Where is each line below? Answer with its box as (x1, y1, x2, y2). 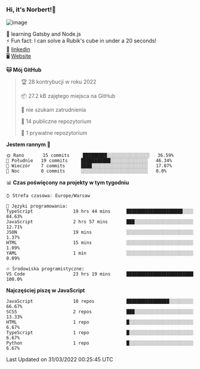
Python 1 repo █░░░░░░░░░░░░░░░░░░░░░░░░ (6, 340, 194, 346)
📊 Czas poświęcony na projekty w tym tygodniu (6, 179, 130, 186)
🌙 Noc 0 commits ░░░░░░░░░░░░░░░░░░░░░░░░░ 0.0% (6, 168, 167, 174)
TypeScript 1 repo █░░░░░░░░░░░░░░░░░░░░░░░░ (6, 330, 194, 336)
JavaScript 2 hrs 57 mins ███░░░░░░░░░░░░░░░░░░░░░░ (6, 219, 194, 225)
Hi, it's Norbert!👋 (6, 5, 57, 14)
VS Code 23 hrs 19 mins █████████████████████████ (6, 271, 194, 277)
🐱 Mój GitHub (6, 66, 42, 73)
